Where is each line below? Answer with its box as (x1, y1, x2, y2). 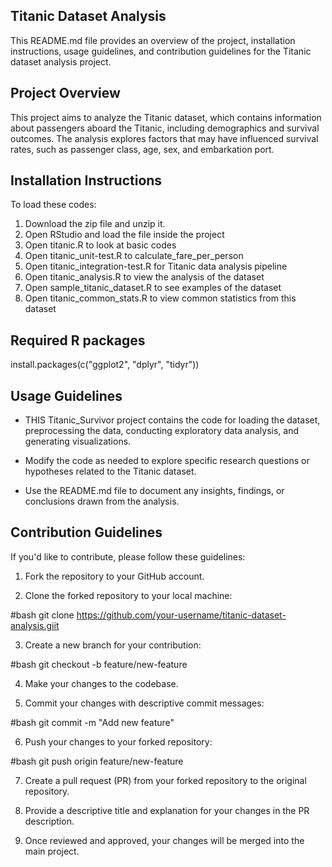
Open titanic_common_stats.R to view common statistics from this (24, 292, 297, 304)
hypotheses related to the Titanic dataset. (24, 465, 197, 478)
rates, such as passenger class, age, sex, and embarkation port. (10, 143, 275, 155)
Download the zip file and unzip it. (24, 218, 166, 230)
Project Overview (10, 85, 121, 102)
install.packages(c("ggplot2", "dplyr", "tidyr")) (10, 359, 200, 371)
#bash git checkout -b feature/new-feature (10, 658, 188, 670)
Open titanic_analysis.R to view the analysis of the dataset (24, 271, 265, 283)
